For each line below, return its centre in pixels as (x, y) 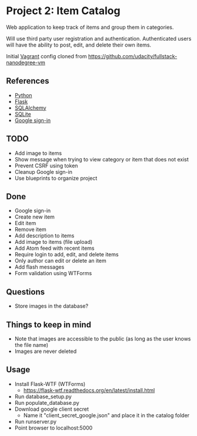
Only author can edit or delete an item (61, 261)
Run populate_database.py (47, 402)
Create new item (34, 217)
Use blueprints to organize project (56, 178)
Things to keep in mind (49, 324)
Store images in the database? (51, 306)
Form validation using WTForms (53, 273)
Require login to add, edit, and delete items (66, 255)
